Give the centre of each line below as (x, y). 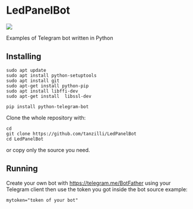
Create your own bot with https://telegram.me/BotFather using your (88, 183)
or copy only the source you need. (48, 150)
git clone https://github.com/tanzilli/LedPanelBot (71, 134)
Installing (24, 57)
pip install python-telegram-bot (48, 107)
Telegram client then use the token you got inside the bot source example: (97, 189)
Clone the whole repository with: (46, 118)
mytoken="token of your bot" (42, 200)
